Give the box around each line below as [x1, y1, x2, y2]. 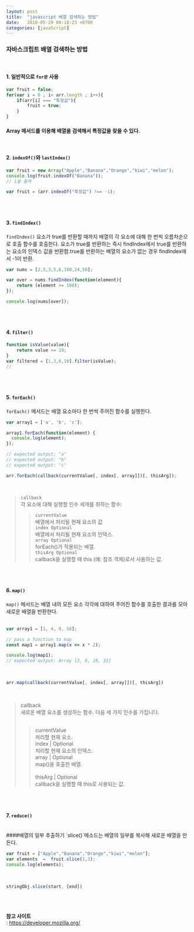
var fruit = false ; [6, 86, 54, 93]
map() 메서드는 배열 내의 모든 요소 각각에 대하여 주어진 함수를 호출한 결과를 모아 [6, 600, 188, 607]
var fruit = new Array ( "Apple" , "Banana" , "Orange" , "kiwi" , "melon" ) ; [6, 168, 175, 173]
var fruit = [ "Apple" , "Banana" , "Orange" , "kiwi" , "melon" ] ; [6, 851, 151, 857]
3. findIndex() [6, 219, 42, 226]
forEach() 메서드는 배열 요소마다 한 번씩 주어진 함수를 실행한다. [6, 408, 152, 415]
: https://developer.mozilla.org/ [6, 919, 80, 926]
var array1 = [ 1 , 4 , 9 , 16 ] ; [6, 626, 77, 631]
